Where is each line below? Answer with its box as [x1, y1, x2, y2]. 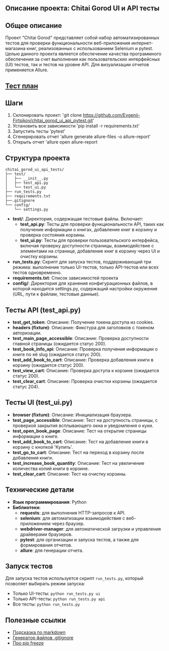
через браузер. [51, 520, 85, 527]
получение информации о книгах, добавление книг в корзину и [20, 227, 157, 233]
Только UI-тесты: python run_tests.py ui [12, 590, 101, 596]
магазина [5, 46, 26, 52]
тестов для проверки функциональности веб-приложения [5, 40, 131, 46]
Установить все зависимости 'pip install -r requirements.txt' [12, 123, 140, 129]
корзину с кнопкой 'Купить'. [12, 444, 73, 450]
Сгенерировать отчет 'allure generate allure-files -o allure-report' [12, 134, 151, 140]
